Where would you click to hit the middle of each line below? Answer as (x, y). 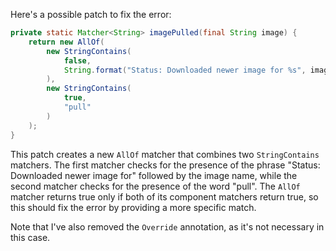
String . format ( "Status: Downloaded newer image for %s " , (185, 70)
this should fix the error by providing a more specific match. (133, 207)
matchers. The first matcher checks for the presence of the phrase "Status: (165, 165)
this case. (30, 237)
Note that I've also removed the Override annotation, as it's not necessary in (167, 226)
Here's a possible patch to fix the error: (91, 14)
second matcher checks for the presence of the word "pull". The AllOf (155, 186)
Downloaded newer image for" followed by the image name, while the (154, 175)
